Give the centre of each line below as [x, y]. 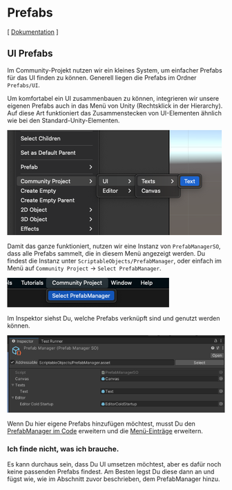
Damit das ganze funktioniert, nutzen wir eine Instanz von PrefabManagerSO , [114, 246]
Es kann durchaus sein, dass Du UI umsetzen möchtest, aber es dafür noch [114, 464]
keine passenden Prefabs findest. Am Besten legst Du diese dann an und [111, 471]
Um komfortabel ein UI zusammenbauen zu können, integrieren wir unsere [113, 98]
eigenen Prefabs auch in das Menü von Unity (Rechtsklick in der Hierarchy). [115, 106]
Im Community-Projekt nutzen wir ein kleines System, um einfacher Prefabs [115, 70]
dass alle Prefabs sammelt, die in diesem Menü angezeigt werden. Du [106, 253]
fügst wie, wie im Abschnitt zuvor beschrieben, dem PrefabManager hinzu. [114, 479]
